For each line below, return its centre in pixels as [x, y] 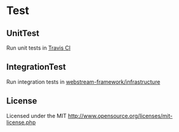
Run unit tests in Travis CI [39, 48]
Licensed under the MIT [36, 116]
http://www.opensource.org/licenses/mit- [120, 116]
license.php [21, 122]
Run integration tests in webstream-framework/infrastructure [83, 82]
